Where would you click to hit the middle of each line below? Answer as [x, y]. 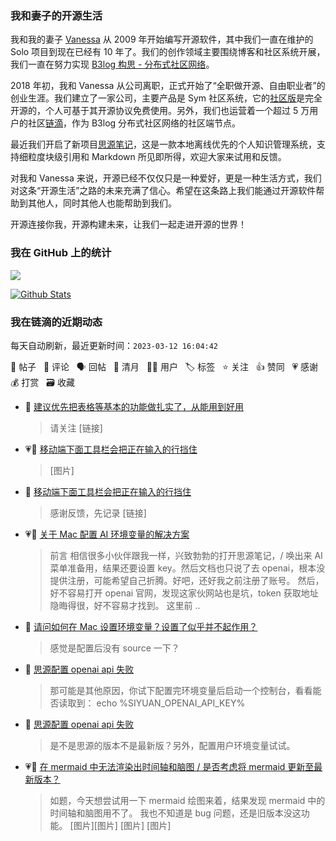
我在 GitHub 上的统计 [61, 253]
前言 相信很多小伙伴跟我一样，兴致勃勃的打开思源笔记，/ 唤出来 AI [186, 555]
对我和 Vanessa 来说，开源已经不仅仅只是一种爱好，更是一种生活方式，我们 [166, 178]
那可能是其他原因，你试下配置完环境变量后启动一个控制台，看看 [181, 690]
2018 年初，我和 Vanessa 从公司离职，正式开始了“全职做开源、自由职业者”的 [168, 86]
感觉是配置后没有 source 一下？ [114, 648]
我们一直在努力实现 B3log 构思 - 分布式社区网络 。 [112, 64]
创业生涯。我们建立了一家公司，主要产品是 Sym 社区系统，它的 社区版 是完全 [166, 98]
